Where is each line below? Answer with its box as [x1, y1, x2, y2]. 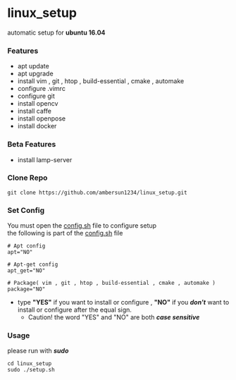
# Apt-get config [7, 261, 58, 269]
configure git [17, 92, 55, 100]
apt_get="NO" [7, 267, 46, 274]
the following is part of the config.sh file [7, 229, 123, 238]
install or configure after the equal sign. [17, 305, 132, 314]
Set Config [7, 205, 45, 215]
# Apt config [7, 243, 46, 250]
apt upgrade [17, 69, 54, 78]
